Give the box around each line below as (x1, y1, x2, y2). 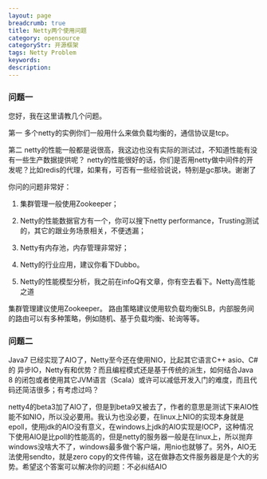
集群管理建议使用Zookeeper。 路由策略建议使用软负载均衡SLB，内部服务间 (8, 304, 255, 314)
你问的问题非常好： (8, 182, 72, 192)
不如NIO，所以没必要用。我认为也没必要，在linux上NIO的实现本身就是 (14, 412, 245, 422)
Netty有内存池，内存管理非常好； (19, 243, 129, 252)
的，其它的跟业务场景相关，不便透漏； (19, 226, 146, 236)
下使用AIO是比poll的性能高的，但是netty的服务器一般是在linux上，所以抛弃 (8, 432, 253, 441)
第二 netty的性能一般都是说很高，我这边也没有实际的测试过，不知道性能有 (8, 145, 251, 155)
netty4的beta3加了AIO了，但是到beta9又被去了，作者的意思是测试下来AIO (8, 402, 253, 412)
